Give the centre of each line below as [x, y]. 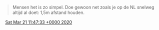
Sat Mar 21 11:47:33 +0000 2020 [38, 22]
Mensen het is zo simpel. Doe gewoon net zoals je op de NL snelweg [83, 7]
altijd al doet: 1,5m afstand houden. [48, 12]
